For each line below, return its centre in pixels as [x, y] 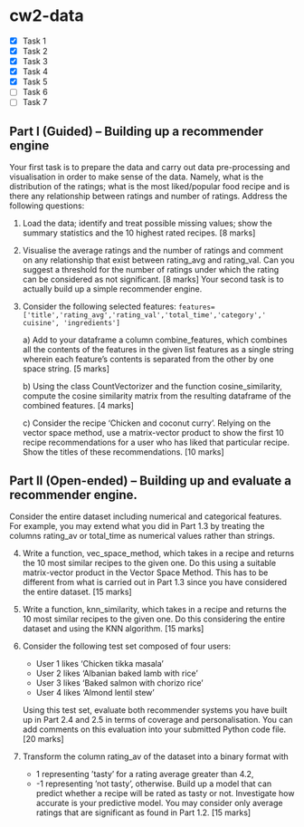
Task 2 [35, 51]
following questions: [47, 206]
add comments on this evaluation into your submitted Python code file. [154, 729]
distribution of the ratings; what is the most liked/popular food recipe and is [150, 187]
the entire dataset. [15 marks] [77, 591]
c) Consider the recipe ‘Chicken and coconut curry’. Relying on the [147, 423]
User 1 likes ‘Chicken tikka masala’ [100, 664]
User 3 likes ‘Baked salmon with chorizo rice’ [119, 683]
